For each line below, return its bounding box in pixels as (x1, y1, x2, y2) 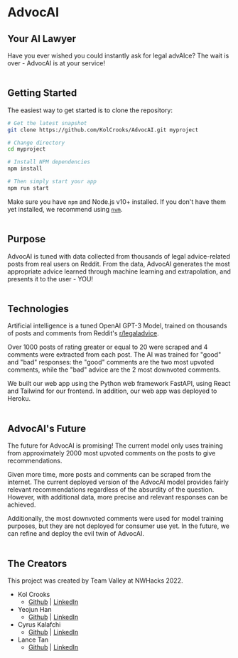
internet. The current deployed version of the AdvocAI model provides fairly (7, 478, 229, 487)
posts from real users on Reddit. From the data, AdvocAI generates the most (7, 259, 230, 268)
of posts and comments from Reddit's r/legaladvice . (7, 329, 160, 338)
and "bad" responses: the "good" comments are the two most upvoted (7, 358, 215, 367)
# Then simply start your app (7, 178, 97, 185)
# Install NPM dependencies (7, 158, 91, 166)
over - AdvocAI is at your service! (7, 59, 105, 68)
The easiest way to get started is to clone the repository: (7, 106, 173, 114)
